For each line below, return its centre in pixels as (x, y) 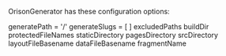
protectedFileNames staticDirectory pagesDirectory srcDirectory (113, 35)
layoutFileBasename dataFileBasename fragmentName (98, 43)
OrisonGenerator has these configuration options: (89, 11)
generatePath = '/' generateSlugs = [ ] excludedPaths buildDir (109, 26)
